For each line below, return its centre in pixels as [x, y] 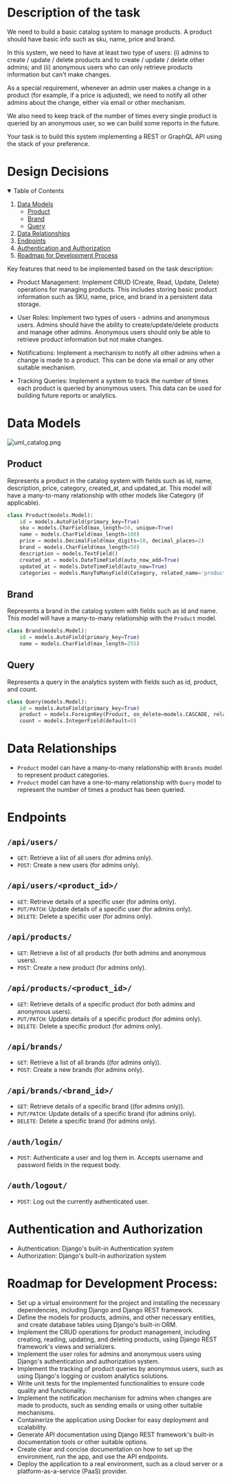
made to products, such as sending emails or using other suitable [110, 1405]
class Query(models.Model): [47, 702]
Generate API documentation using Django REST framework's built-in [115, 1434]
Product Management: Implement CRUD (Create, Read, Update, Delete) [118, 282]
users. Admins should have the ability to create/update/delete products [118, 325]
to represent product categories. [63, 775]
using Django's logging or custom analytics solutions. [93, 1376]
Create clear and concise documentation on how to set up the [104, 1449]
